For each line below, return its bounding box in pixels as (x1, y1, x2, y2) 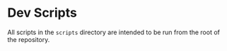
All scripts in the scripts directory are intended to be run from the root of (7, 28, 221, 36)
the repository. (7, 35, 50, 43)
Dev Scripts (7, 5, 78, 21)
